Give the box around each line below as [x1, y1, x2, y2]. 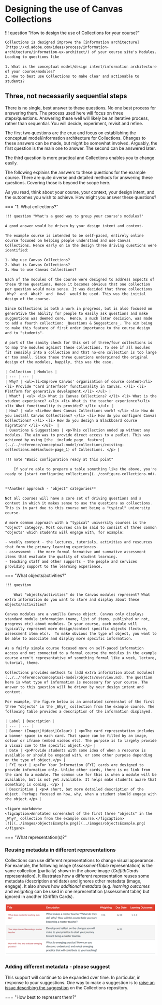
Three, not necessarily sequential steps [5, 92, 127, 100]
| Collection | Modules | [5, 369, 57, 374]
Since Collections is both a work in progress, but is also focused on [5, 306, 152, 311]
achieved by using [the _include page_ [5, 437, 86, 442]
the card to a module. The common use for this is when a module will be [5, 772, 157, 777]
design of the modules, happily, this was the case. [5, 359, 114, 364]
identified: [5, 248, 29, 252]
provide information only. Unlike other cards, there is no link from [5, 767, 150, 772]
